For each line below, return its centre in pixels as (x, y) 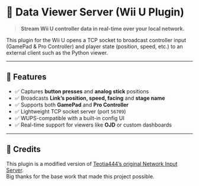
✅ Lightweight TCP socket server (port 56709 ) (70, 111)
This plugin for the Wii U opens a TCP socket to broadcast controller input (96, 40)
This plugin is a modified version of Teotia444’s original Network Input (92, 163)
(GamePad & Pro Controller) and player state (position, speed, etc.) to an (95, 46)
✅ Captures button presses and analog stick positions (82, 91)
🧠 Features (26, 77)
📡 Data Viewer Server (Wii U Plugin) (95, 12)
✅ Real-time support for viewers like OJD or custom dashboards (93, 125)
